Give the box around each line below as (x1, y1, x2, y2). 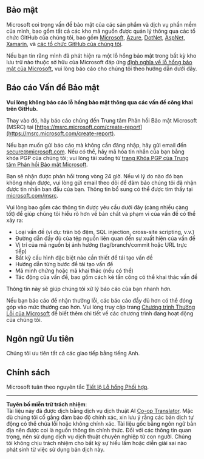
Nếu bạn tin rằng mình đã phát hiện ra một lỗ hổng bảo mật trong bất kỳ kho (6, 52, 197, 59)
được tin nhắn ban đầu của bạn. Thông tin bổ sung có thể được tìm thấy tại (6, 185, 193, 193)
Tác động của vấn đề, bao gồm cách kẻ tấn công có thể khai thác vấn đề (15, 273, 198, 281)
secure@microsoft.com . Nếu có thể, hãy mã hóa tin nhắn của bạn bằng (6, 148, 185, 155)
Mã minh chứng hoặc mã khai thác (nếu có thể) (15, 267, 134, 274)
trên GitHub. (6, 105, 38, 112)
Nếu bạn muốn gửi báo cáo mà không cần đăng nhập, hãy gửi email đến (6, 141, 187, 149)
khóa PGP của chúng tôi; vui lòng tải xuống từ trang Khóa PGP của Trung (6, 154, 189, 161)
